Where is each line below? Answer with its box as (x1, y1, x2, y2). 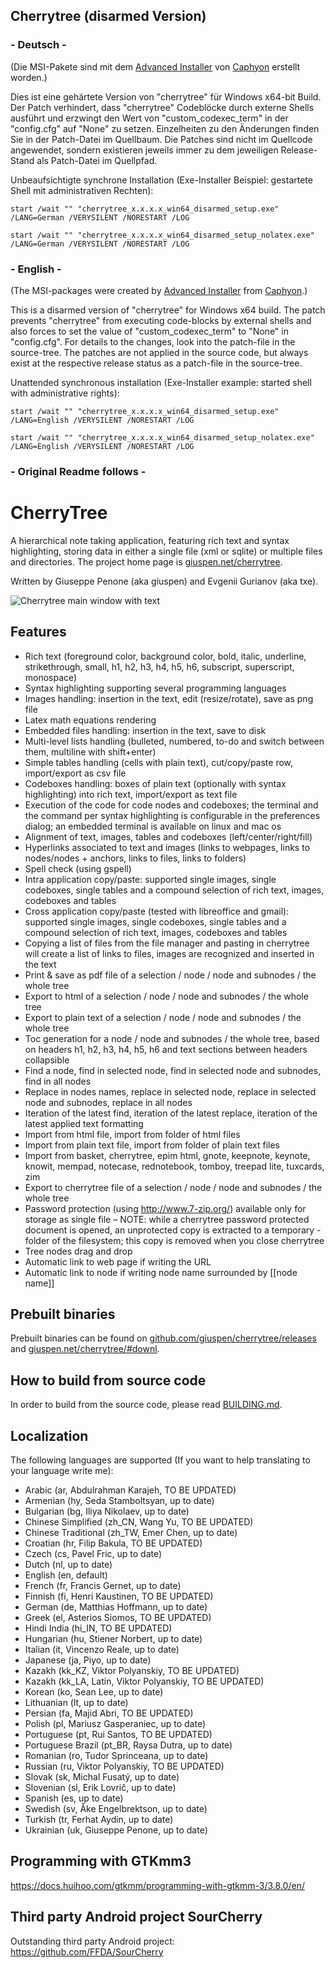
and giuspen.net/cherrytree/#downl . (10, 1343, 160, 1355)
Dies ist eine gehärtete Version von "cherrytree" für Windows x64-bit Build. (10, 90, 322, 103)
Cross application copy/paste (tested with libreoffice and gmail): (24, 905, 290, 917)
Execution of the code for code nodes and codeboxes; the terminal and (24, 799, 319, 811)
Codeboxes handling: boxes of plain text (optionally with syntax (24, 777, 287, 789)
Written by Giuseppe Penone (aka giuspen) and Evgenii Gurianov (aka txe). (10, 575, 319, 587)
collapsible (24, 1054, 70, 1066)
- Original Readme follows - (10, 464, 147, 478)
